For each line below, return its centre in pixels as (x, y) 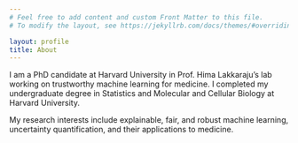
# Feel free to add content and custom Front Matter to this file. (137, 17)
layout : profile (39, 41)
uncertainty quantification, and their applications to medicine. (122, 130)
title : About (33, 49)
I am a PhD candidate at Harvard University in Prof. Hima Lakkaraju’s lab (141, 75)
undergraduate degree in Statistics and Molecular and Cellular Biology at (142, 94)
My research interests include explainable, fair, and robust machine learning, (149, 120)
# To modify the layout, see (63, 26)
